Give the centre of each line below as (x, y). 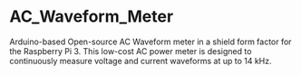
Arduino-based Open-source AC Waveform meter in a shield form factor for (150, 42)
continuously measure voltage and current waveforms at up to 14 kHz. (141, 61)
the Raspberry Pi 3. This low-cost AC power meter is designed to (131, 51)
